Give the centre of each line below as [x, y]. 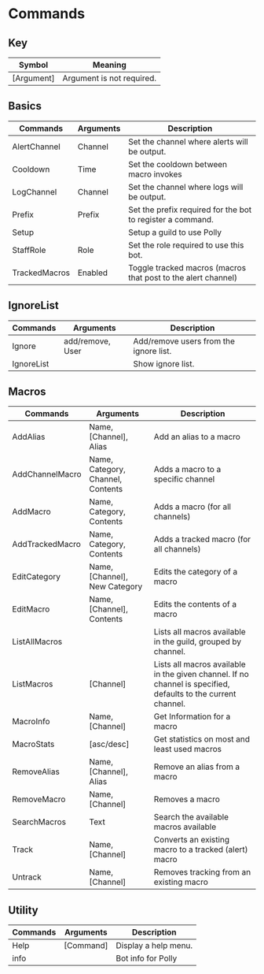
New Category [116, 586]
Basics [25, 106]
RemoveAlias [36, 771]
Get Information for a [192, 716]
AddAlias [29, 437]
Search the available [191, 817]
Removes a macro [187, 799]
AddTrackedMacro [46, 545]
